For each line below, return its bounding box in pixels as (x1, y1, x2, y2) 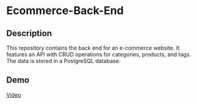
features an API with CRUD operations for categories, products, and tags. (6, 51, 191, 58)
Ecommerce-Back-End (6, 4, 124, 18)
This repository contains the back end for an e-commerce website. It (6, 44, 180, 51)
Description (6, 28, 52, 39)
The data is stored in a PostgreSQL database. (6, 58, 121, 64)
